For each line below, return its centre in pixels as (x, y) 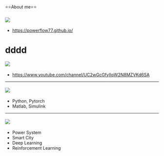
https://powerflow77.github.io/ (42, 30)
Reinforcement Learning (36, 148)
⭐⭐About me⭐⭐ (21, 7)
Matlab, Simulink (29, 106)
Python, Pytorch (28, 101)
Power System (27, 133)
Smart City (23, 138)
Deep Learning (27, 143)
